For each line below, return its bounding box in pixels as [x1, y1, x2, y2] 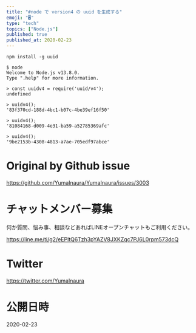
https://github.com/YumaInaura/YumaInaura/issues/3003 [6, 179, 150, 186]
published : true [6, 32, 47, 38]
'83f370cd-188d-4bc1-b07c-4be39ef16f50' [6, 107, 110, 113]
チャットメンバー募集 [6, 202, 113, 216]
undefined [6, 91, 32, 97]
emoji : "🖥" [6, 15, 35, 21]
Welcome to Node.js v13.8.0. [6, 70, 80, 76]
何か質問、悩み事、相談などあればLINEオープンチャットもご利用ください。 [6, 223, 193, 231]
